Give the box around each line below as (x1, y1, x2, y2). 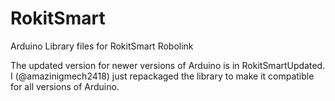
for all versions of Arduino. (10, 80, 120, 92)
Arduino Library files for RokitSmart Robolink (10, 40, 194, 52)
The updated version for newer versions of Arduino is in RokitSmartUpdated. (10, 59, 326, 71)
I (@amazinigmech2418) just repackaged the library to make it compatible (10, 70, 315, 82)
